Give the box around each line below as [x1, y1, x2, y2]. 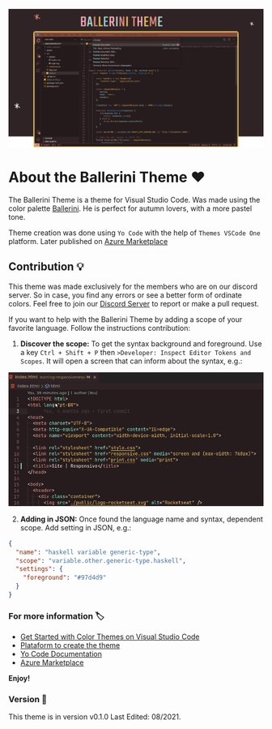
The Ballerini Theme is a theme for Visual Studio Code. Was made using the [8, 195, 261, 205]
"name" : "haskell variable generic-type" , [15, 548, 161, 556]
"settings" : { [15, 565, 63, 573]
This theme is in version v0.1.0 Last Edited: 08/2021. [8, 712, 181, 722]
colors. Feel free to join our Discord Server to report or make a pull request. [8, 298, 259, 308]
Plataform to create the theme [19, 641, 121, 650]
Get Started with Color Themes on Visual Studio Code [19, 632, 200, 641]
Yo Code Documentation [19, 650, 103, 659]
